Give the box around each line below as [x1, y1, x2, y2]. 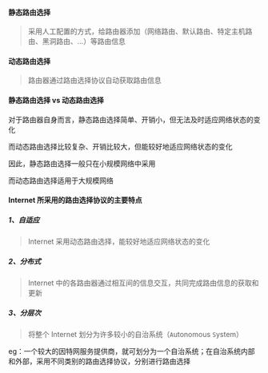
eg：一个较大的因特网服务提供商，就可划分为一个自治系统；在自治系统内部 [8, 347, 255, 356]
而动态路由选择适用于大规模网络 [8, 176, 114, 185]
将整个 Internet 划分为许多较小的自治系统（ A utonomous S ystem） [27, 330, 244, 339]
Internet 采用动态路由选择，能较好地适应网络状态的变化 [27, 236, 210, 247]
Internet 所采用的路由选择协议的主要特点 [8, 196, 142, 205]
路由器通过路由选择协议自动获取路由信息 [27, 76, 162, 85]
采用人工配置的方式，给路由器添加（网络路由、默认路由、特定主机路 [27, 26, 253, 36]
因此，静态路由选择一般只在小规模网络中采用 [8, 158, 156, 168]
